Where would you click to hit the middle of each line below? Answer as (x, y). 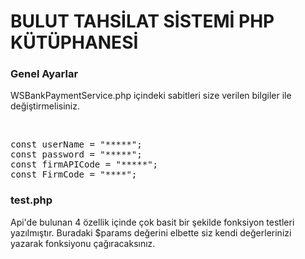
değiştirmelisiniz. (45, 106)
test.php (31, 200)
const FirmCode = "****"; (74, 174)
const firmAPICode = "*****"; (84, 164)
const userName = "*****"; (76, 144)
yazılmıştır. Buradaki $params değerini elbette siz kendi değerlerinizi (151, 232)
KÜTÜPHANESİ (74, 42)
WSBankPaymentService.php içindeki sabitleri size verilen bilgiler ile (151, 96)
